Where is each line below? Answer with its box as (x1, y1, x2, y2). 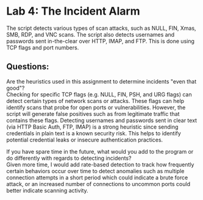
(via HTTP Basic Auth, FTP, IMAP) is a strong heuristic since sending (6, 123, 179, 130)
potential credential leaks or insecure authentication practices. (6, 136, 163, 143)
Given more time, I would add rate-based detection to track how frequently (6, 160, 194, 168)
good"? (6, 84, 25, 91)
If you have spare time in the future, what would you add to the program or (6, 148, 194, 155)
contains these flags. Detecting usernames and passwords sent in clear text (6, 116, 197, 124)
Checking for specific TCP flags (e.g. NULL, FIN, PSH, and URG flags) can (6, 90, 192, 98)
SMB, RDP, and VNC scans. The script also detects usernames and (6, 30, 175, 38)
